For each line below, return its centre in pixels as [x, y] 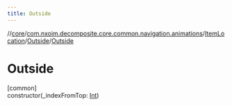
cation [16, 41]
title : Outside [29, 14]
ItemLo [215, 33]
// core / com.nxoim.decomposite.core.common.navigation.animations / [106, 33]
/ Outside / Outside [49, 41]
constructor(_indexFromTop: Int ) [53, 95]
